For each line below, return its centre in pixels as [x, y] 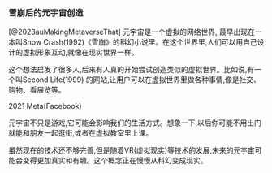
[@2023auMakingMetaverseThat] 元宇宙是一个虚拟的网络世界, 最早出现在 [132, 32]
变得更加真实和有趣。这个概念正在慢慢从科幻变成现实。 [115, 161]
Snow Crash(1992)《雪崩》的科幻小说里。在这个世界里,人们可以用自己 [140, 42]
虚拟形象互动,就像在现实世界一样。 [81, 52]
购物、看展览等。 [37, 90]
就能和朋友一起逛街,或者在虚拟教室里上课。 [81, 133]
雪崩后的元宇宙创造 [46, 12]
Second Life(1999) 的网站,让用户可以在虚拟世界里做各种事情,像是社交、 [142, 80]
